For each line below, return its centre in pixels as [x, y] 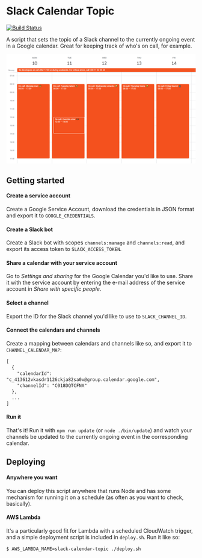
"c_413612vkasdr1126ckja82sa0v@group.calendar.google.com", [83, 380]
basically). [19, 503]
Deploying [26, 462]
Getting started [35, 180]
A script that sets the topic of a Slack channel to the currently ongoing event [101, 39]
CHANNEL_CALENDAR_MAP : [34, 350]
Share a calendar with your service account [62, 262]
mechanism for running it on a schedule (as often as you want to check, [95, 497]
